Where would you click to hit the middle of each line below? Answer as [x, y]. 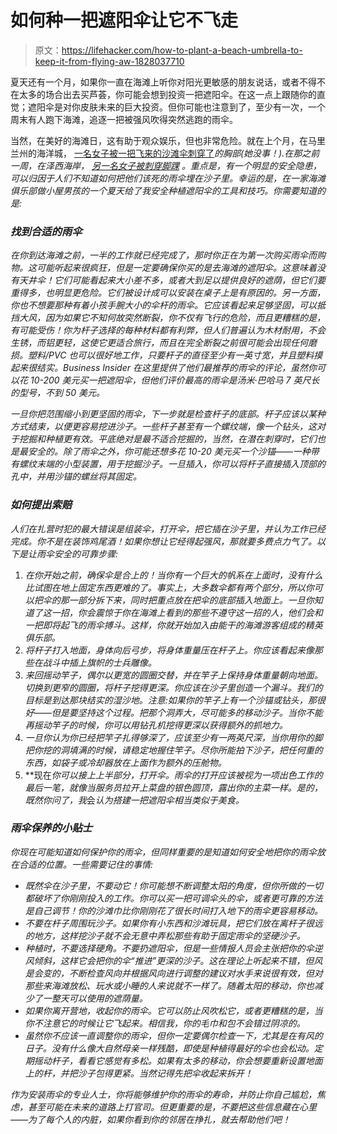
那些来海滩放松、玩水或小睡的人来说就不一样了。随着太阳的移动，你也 [169, 985]
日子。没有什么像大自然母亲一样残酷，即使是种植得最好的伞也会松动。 [169, 1048]
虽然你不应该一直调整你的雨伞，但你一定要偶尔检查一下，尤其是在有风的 [173, 1035]
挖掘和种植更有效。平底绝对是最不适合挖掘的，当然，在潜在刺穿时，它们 [167, 439]
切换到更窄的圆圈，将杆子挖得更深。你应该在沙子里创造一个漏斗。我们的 [173, 687]
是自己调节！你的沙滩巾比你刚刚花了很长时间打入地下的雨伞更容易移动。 [173, 910]
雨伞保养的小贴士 [51, 828]
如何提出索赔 [41, 505]
